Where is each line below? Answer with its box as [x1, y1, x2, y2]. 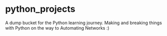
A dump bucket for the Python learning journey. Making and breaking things [5, 20, 162, 26]
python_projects [5, 3, 76, 15]
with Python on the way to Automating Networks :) [5, 25, 109, 31]
